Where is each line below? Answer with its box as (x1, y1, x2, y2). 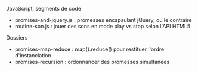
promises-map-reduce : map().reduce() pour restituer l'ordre (14, 46, 165, 53)
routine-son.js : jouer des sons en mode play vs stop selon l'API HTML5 (14, 23, 191, 30)
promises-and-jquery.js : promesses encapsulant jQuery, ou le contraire (14, 17, 192, 23)
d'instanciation (14, 52, 52, 59)
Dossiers (6, 34, 28, 41)
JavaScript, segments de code (6, 5, 82, 12)
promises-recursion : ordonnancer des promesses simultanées (14, 59, 170, 65)
